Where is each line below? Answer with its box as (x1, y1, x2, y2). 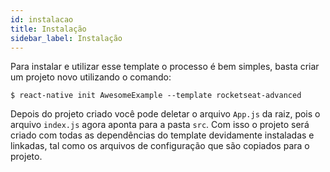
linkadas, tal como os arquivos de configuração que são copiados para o (10, 140, 310, 152)
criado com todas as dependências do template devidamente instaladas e (10, 129, 315, 141)
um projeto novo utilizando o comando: (10, 71, 172, 83)
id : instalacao (10, 14, 74, 25)
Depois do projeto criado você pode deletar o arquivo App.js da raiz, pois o (10, 108, 321, 120)
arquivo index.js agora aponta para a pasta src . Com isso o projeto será (10, 119, 310, 131)
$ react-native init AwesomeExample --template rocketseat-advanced (10, 91, 302, 101)
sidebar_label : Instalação (10, 33, 123, 43)
